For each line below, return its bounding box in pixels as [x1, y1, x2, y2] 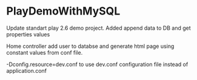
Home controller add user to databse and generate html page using [6, 42, 175, 50]
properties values [6, 30, 50, 38]
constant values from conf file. [6, 48, 83, 56]
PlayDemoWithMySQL [6, 4, 121, 18]
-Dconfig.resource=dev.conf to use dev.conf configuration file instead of [6, 61, 189, 68]
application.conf [6, 67, 47, 74]
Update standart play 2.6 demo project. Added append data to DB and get [6, 24, 191, 32]
